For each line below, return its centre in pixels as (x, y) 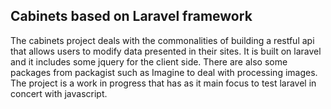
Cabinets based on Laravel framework (131, 16)
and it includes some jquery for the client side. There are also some (149, 61)
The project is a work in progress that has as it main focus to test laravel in (163, 83)
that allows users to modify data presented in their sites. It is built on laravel (166, 51)
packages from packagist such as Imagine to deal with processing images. (164, 72)
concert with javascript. (59, 93)
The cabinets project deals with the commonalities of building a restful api (162, 40)
